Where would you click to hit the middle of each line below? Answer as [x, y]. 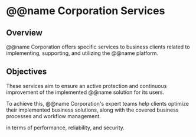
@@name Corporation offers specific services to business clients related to [98, 47]
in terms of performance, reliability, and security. [66, 128]
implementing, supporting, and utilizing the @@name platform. [82, 53]
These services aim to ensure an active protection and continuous [86, 86]
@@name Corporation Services [86, 11]
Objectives [27, 72]
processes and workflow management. [54, 116]
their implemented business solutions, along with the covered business [92, 110]
